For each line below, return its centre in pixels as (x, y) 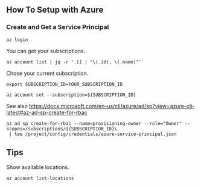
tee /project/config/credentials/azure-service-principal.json (95, 134)
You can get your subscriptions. (46, 51)
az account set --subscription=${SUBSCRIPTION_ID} (71, 95)
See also (17, 106)
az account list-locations (40, 178)
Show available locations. (38, 167)
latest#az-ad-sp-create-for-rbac (47, 112)
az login (17, 40)
